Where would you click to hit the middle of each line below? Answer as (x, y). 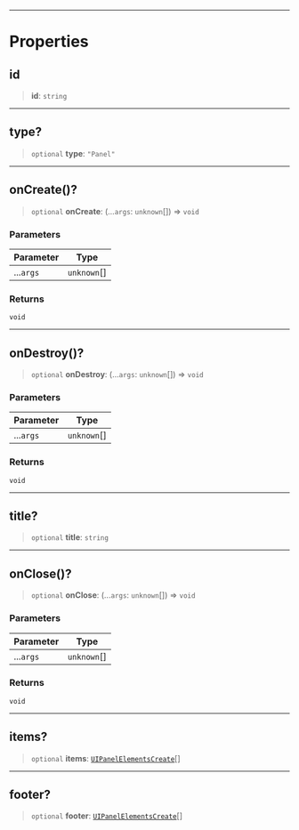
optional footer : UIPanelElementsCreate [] (107, 816)
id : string (49, 96)
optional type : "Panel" (73, 153)
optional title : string (70, 537)
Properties (49, 42)
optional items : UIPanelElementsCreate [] (105, 758)
